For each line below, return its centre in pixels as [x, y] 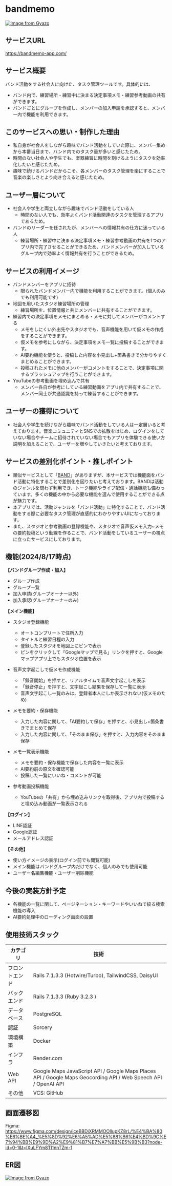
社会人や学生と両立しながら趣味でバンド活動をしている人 [73, 208]
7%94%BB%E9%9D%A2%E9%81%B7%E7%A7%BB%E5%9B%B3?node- [84, 1142]
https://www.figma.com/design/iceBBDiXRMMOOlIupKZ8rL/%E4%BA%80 [84, 1131]
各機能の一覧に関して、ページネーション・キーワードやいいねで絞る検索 [89, 904]
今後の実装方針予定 [36, 891]
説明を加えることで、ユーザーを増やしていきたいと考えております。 [84, 444]
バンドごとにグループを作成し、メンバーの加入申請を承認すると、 [82, 108]
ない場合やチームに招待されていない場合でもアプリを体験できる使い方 [91, 437]
